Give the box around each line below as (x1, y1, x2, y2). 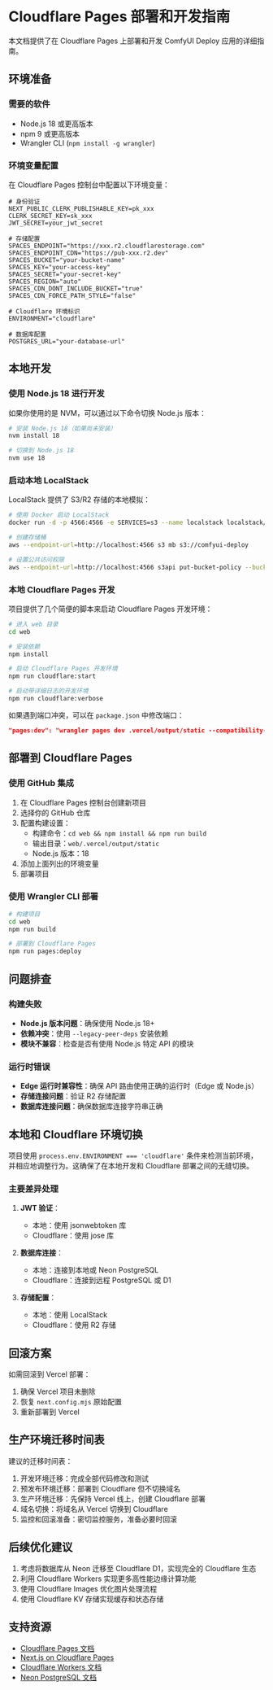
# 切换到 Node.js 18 (8, 447, 75, 455)
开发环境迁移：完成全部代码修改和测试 (19, 1474, 149, 1483)
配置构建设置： (19, 818, 71, 828)
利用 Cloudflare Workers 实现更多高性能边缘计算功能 (19, 1574, 197, 1583)
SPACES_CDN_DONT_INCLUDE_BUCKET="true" (8, 284, 144, 293)
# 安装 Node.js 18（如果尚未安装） (8, 424, 116, 432)
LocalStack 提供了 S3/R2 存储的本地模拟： (8, 495, 150, 504)
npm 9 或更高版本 (19, 129, 80, 138)
